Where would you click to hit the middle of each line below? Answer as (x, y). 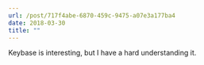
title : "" (25, 30)
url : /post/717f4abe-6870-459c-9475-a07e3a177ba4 (92, 15)
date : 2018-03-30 (37, 23)
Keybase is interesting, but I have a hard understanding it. (102, 53)
